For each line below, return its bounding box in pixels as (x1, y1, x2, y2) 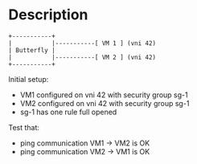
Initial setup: (8, 74, 49, 84)
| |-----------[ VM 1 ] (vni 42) (8, 39, 157, 47)
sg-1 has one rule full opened (19, 107, 117, 117)
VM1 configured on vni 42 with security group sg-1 (19, 90, 188, 100)
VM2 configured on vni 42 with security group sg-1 (19, 98, 190, 108)
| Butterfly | (8, 46, 56, 54)
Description (8, 6, 88, 24)
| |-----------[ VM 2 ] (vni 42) (8, 53, 157, 61)
